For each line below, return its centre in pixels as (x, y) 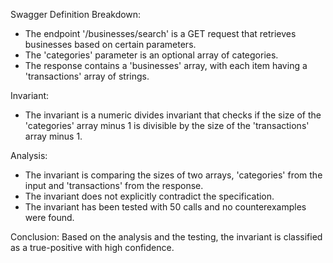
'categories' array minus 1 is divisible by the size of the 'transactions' (167, 125)
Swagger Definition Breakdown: (76, 14)
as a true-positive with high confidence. (92, 247)
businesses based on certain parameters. (110, 44)
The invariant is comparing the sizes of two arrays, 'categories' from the (173, 175)
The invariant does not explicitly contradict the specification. (149, 196)
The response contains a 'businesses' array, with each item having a (166, 65)
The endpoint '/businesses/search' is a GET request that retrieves (160, 33)
